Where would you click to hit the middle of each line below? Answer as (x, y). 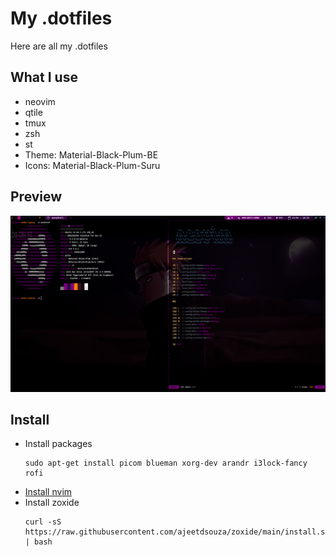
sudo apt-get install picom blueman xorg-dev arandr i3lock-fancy (166, 463)
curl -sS (43, 522)
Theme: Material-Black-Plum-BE (91, 154)
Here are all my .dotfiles (59, 46)
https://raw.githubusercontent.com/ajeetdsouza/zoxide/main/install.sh (177, 532)
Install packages (58, 444)
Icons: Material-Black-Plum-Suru (92, 165)
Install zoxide (52, 503)
